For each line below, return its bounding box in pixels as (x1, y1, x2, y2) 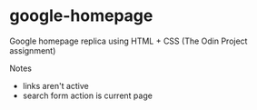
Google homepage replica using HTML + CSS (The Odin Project (9, 35, 248, 46)
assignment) (9, 45, 56, 55)
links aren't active (22, 80, 89, 91)
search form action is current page (22, 90, 153, 101)
